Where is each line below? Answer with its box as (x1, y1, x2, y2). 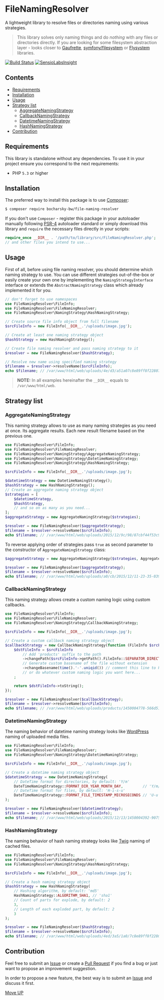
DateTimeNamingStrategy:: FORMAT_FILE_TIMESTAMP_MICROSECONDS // (14, 793, 147, 798)
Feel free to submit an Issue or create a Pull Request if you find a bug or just (5, 960, 158, 966)
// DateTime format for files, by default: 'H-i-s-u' (14, 788, 125, 793)
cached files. (5, 843, 31, 849)
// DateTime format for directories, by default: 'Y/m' (14, 779, 130, 784)
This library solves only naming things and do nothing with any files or (17, 34, 158, 40)
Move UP (5, 990, 23, 996)
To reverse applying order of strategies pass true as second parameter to (5, 541, 153, 547)
